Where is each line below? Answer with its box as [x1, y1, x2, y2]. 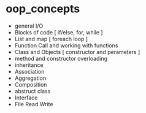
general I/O [14, 22, 44, 29]
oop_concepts [6, 2, 80, 16]
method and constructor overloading [14, 55, 108, 62]
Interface [14, 94, 38, 101]
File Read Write [14, 100, 53, 107]
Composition [14, 80, 47, 88]
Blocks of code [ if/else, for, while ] [14, 28, 103, 36]
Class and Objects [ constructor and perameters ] [14, 48, 140, 55]
